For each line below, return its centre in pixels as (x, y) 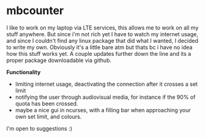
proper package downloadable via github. (59, 60)
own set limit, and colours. (48, 117)
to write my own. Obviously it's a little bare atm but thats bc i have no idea (99, 47)
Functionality (24, 72)
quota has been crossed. (47, 103)
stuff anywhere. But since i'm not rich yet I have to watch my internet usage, (102, 34)
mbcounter (35, 11)
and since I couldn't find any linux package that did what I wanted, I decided (102, 40)
